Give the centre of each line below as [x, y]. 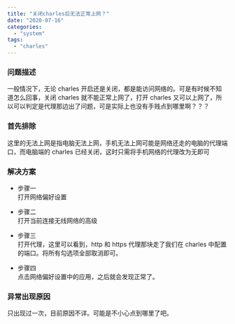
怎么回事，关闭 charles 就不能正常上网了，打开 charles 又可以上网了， [114, 97]
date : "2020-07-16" [36, 20]
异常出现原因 [29, 297]
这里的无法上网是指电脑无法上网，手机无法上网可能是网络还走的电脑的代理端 [117, 143]
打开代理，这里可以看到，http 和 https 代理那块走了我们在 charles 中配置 [122, 244]
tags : [15, 40]
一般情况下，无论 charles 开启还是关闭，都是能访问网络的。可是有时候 [108, 89]
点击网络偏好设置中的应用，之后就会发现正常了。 [88, 276]
